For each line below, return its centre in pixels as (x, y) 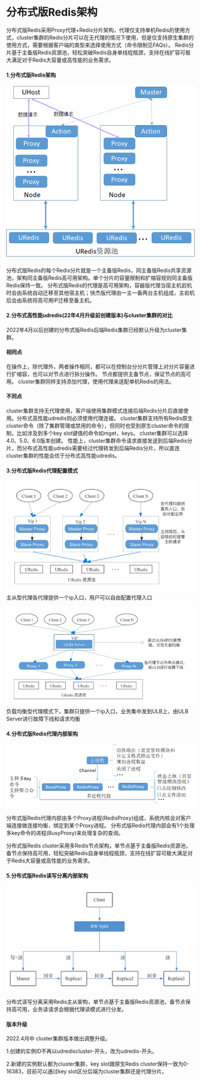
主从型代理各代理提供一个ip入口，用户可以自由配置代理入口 (79, 597)
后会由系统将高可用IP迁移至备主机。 (51, 301)
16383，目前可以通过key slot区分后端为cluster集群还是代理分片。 (87, 1071)
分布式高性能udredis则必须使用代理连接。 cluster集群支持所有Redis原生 (105, 418)
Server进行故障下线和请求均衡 (43, 719)
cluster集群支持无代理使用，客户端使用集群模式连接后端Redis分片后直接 (95, 410)
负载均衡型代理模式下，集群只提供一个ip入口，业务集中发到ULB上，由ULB (97, 711)
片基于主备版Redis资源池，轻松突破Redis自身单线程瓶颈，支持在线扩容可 (96, 52)
